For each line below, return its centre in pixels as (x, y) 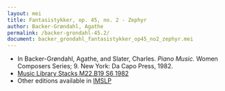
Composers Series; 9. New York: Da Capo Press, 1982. (95, 66)
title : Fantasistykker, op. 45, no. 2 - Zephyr (77, 20)
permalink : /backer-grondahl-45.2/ (58, 33)
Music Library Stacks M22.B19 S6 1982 (73, 74)
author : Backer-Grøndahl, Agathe (55, 26)
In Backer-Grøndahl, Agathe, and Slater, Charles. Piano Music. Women (117, 59)
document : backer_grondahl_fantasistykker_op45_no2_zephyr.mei (100, 39)
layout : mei (24, 13)
